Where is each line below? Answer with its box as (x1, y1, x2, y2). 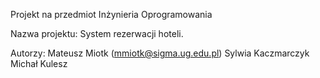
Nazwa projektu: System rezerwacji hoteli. (10, 28, 184, 39)
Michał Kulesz (10, 58, 68, 69)
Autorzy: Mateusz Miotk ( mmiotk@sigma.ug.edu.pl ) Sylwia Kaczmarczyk (10, 47, 310, 59)
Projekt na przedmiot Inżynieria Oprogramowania (10, 9, 213, 20)
